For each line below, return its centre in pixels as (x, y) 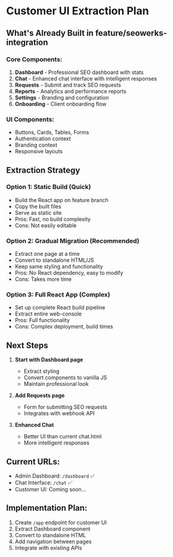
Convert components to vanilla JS (65, 377)
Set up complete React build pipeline (60, 308)
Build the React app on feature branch (61, 200)
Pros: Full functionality (42, 320)
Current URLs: (33, 461)
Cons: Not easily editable (46, 225)
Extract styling (41, 372)
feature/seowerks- (131, 33)
